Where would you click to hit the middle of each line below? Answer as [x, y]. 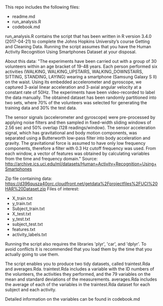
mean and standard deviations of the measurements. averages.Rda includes [81, 279]
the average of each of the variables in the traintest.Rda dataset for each [78, 284]
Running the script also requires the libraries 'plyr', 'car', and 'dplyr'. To [76, 244]
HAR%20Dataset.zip [25, 189]
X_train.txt [22, 198]
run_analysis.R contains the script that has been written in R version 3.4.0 [78, 36]
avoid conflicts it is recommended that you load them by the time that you [79, 249]
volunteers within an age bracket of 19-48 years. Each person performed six [81, 66]
